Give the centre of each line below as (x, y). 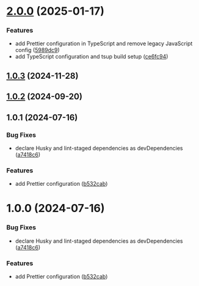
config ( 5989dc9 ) (37, 50)
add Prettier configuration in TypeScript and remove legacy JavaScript (104, 43)
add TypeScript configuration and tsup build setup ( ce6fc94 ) (92, 57)
